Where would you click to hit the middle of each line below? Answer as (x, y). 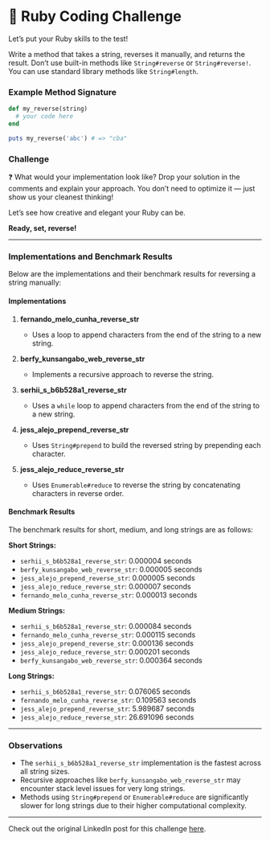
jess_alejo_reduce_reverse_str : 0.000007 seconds (105, 586)
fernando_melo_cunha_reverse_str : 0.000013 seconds (108, 595)
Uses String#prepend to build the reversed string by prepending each (146, 445)
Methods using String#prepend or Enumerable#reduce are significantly (134, 797)
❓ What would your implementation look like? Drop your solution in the (124, 177)
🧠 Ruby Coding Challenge (95, 16)
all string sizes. (45, 772)
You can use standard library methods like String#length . (103, 71)
